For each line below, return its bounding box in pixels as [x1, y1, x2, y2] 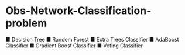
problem [5, 16, 47, 30]
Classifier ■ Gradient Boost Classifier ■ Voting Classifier [5, 42, 143, 49]
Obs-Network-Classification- [5, 4, 152, 18]
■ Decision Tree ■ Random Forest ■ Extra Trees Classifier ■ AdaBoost [5, 36, 179, 43]
